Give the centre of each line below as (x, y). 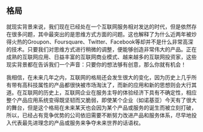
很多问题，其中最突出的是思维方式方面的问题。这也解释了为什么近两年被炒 (104, 34)
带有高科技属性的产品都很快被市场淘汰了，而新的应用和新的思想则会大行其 (104, 85)
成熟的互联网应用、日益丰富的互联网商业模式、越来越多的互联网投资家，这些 (101, 57)
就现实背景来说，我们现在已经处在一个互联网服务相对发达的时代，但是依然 (99, 27)
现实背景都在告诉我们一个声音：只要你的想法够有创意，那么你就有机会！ (96, 64)
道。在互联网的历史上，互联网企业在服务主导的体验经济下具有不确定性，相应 (101, 92)
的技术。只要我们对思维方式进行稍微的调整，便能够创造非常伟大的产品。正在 (101, 49)
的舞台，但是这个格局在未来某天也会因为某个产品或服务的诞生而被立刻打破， (101, 107)
